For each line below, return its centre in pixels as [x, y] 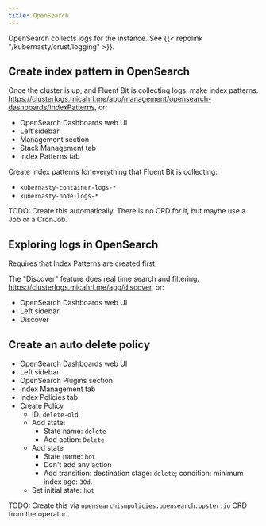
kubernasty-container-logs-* [68, 188]
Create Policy [42, 406]
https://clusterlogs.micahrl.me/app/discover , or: [87, 287]
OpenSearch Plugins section [66, 381]
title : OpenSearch [39, 15]
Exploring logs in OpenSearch [83, 244]
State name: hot [69, 456]
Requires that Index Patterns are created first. [83, 263]
